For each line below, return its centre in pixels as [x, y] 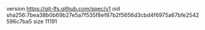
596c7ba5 [19, 21]
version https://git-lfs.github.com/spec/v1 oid [63, 9]
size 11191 [45, 21]
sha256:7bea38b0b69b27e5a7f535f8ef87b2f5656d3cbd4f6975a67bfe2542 [103, 15]
